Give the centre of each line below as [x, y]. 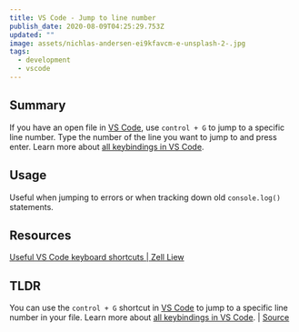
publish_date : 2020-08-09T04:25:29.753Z [87, 26]
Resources [40, 235]
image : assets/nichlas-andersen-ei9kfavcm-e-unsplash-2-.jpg [128, 43]
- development [44, 60]
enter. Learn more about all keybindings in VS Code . [107, 146]
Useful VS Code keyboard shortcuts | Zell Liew [97, 257]
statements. [32, 206]
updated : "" [32, 35]
